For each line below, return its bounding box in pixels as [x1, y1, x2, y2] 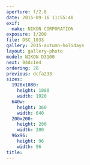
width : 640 [17, 110, 44, 116]
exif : [6, 20, 20, 26]
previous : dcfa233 [6, 71, 52, 77]
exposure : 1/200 [6, 31, 47, 37]
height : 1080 [17, 88, 50, 94]
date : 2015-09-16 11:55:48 [6, 15, 74, 21]
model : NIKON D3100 [6, 54, 55, 60]
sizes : [6, 76, 23, 82]
